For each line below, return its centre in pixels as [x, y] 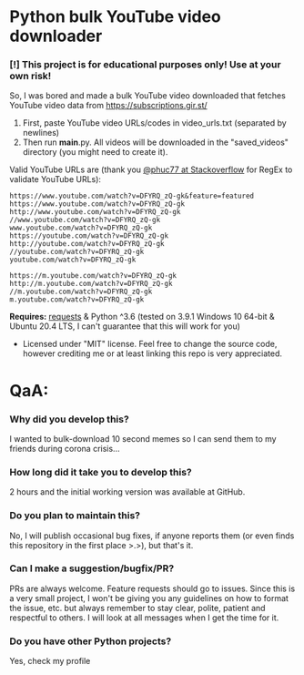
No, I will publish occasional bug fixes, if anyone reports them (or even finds [152, 536]
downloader [56, 36]
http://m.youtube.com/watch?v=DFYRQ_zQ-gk [91, 284]
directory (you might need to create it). [95, 152]
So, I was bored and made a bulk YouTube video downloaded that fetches [148, 96]
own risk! [30, 77]
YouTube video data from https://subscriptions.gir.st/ [108, 106]
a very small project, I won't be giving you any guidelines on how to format [149, 598]
